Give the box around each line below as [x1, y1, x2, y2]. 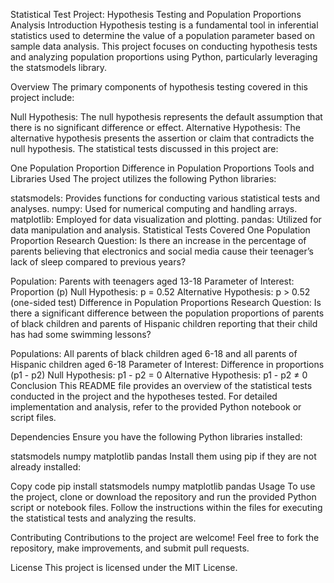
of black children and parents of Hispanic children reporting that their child [10, 318, 318, 329]
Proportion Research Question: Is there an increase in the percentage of [10, 235, 307, 246]
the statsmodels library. [10, 62, 108, 73]
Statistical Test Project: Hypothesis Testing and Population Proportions [10, 9, 302, 20]
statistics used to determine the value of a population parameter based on [10, 30, 316, 41]
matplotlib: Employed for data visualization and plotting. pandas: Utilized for [10, 214, 322, 225]
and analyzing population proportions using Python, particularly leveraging [10, 51, 318, 63]
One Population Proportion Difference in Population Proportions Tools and [10, 162, 315, 174]
